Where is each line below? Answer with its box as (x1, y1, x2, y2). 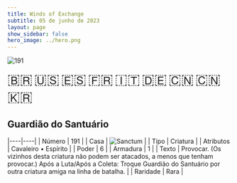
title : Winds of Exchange (7, 10, 84, 18)
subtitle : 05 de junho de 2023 (7, 17, 100, 24)
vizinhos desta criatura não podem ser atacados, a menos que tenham (7, 152, 214, 160)
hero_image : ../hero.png (7, 37, 81, 44)
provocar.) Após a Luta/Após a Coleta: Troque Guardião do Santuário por (7, 160, 221, 168)
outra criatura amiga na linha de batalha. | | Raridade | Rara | (7, 167, 184, 175)
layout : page (7, 23, 46, 31)
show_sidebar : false (7, 30, 69, 38)
